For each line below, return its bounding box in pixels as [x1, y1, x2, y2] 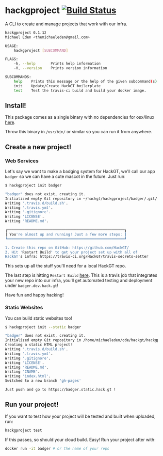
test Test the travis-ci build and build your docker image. [14, 88, 147, 93]
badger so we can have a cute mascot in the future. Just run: [5, 173, 126, 179]
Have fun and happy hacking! [5, 292, 64, 298]
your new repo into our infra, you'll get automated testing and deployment [5, 278, 153, 283]
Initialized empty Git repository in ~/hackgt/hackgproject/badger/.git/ [5, 196, 158, 201]
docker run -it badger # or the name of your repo [5, 446, 110, 451]
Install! [5, 101, 27, 110]
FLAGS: [5, 57, 18, 62]
